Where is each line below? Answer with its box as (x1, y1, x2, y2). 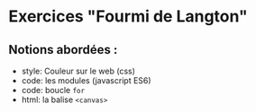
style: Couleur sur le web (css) (21, 65, 136, 76)
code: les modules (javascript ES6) (21, 75, 151, 86)
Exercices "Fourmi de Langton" (8, 6, 249, 27)
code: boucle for (21, 85, 86, 95)
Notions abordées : (8, 42, 118, 57)
